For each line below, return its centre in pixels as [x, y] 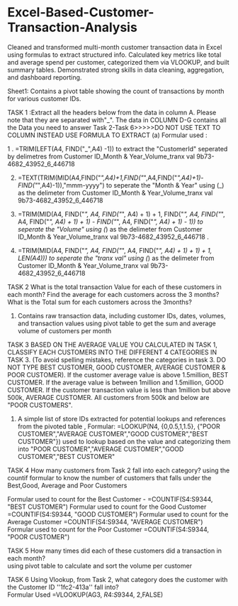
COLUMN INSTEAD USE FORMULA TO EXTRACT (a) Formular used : [107, 135]
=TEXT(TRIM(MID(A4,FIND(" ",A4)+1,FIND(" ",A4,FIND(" [97, 178]
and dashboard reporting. [45, 77]
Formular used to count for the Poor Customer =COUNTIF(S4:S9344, [108, 529]
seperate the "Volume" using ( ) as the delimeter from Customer [110, 229]
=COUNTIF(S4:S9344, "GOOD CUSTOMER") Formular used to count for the [118, 514]
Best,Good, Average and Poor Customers [67, 485]
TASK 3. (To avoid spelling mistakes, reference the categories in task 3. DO [117, 359]
